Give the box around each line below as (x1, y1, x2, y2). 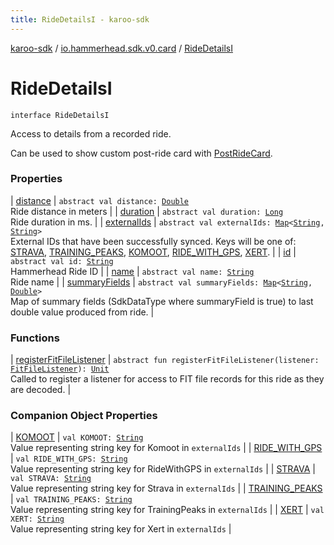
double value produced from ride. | (10, 306, 155, 318)
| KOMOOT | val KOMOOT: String (10, 431, 144, 443)
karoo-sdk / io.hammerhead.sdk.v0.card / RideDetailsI (10, 42, 233, 54)
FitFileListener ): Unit (10, 364, 110, 375)
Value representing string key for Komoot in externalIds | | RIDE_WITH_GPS (10, 442, 323, 454)
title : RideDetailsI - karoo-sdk (10, 14, 150, 25)
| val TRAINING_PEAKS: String (10, 493, 133, 505)
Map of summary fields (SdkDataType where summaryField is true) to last (10, 295, 314, 307)
